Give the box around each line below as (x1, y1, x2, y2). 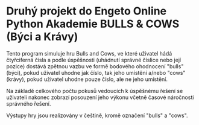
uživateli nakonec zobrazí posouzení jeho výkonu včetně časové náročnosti (6, 94, 194, 101)
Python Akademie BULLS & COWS (6, 17, 180, 31)
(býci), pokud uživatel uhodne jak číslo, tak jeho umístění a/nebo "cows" (6, 69, 186, 76)
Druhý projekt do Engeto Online (6, 4, 167, 18)
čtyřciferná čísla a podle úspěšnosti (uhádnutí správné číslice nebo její (6, 56, 182, 63)
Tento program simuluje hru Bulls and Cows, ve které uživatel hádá (6, 50, 172, 57)
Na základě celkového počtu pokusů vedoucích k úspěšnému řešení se (6, 87, 183, 94)
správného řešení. (6, 100, 51, 107)
